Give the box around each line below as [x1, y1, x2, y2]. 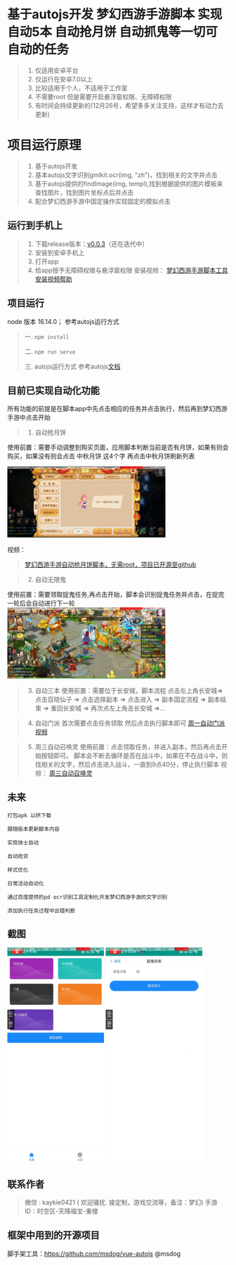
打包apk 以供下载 [7, 812, 51, 819]
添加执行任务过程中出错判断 [7, 907, 76, 914]
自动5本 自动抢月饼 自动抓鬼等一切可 [7, 24, 218, 40]
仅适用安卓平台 [34, 66, 79, 74]
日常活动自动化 [7, 880, 44, 887]
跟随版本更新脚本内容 [7, 825, 60, 833]
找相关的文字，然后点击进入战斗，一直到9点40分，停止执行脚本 [34, 760, 220, 768]
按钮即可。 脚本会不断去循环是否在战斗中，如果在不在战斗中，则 [41, 751, 228, 760]
